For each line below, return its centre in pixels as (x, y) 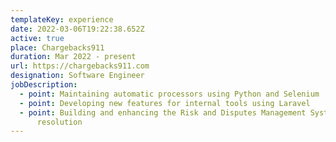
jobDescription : (44, 85)
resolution (59, 122)
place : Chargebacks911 (57, 47)
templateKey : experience (62, 19)
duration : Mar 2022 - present (73, 57)
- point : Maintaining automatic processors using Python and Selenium (169, 94)
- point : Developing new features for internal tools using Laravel (165, 103)
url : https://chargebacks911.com (80, 66)
